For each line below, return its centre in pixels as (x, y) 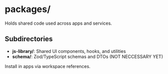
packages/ (28, 9)
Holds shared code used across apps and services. (58, 23)
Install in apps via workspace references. (48, 66)
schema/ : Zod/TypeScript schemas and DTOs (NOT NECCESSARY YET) (88, 56)
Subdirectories (29, 39)
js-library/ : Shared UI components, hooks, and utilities (69, 51)
